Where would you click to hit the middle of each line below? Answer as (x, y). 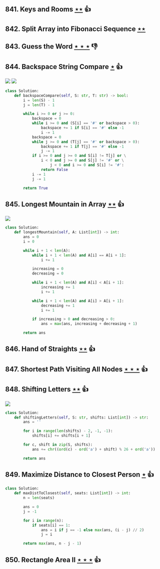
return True (36, 188)
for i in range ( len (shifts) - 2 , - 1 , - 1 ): (68, 431)
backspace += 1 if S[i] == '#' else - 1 (82, 128)
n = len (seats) (39, 498)
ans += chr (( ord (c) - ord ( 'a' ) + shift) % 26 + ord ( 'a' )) (93, 449)
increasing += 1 (58, 287)
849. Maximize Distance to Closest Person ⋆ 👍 (79, 475)
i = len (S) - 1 (39, 100)
